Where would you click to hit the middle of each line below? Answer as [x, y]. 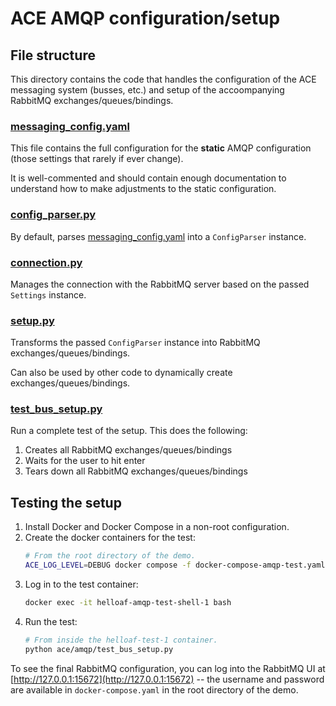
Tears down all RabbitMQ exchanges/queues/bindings [136, 471]
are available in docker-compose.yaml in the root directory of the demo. [154, 689]
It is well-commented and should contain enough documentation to [148, 178]
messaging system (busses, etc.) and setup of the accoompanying [147, 90]
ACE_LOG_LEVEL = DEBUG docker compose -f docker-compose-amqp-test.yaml [175, 565]
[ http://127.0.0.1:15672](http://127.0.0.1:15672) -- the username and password [167, 679]
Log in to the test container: [81, 584]
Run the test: [51, 621]
